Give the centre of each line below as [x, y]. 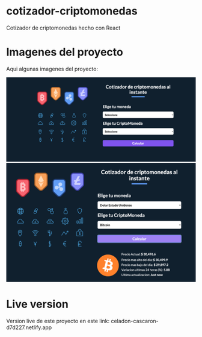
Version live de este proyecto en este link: [58, 321]
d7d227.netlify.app [29, 327]
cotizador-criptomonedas [72, 11]
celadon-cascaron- [135, 321]
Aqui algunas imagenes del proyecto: [52, 69]
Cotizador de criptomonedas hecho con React [63, 28]
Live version [38, 304]
